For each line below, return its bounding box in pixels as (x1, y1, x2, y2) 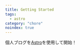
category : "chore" (5, 21, 43, 26)
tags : (5, 12, 16, 17)
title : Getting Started (5, 7, 54, 12)
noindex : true (5, 25, 35, 30)
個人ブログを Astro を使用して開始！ (5, 40, 77, 46)
